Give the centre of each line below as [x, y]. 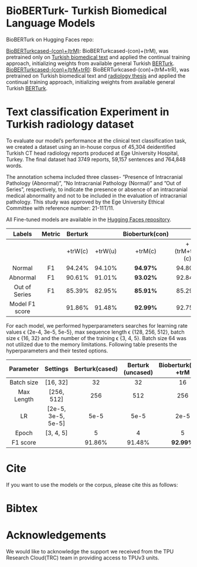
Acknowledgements [56, 535]
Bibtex [22, 508]
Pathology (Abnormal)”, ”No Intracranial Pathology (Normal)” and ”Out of [94, 183]
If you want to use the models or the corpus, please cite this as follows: [92, 484]
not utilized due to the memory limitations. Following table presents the [92, 344]
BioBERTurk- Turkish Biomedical [86, 11]
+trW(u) [106, 251]
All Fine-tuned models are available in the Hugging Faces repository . [89, 219]
